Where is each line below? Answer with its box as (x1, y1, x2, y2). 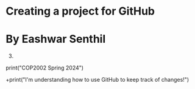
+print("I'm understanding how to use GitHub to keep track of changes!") (5, 76, 190, 84)
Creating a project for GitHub (5, 4, 155, 18)
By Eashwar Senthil (5, 32, 106, 46)
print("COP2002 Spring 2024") (5, 64, 83, 71)
